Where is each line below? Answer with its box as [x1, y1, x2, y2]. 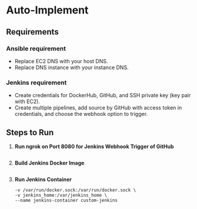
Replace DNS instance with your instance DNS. [14, 64, 129, 71]
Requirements [6, 27, 59, 37]
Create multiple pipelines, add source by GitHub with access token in [14, 104, 182, 111]
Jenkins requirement [6, 78, 67, 87]
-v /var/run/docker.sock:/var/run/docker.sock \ [14, 187, 136, 193]
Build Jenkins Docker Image [14, 159, 85, 166]
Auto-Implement [6, 4, 89, 17]
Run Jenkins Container [14, 176, 72, 183]
